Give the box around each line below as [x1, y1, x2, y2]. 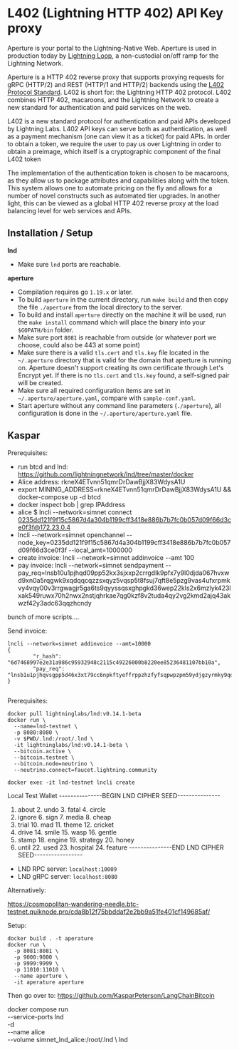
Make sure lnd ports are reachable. [17, 260, 121, 268]
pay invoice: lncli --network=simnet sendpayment [17, 561, 164, 569]
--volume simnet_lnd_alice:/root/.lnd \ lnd [7, 1035, 128, 1044]
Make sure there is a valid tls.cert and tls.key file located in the [17, 348, 210, 357]
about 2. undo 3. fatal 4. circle [17, 805, 106, 814]
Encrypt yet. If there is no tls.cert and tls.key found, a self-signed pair [17, 371, 230, 379]
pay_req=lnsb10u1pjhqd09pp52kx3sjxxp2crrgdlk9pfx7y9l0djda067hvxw [17, 569, 230, 577]
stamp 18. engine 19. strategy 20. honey [17, 835, 135, 844]
